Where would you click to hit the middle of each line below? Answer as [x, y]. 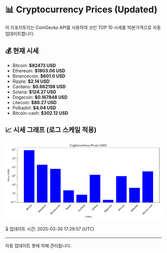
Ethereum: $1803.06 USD [39, 71]
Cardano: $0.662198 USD [39, 86]
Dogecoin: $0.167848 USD [40, 97]
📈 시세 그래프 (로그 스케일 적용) [51, 130]
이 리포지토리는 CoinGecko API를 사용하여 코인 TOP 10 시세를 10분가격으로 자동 [83, 27]
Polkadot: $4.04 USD [34, 108]
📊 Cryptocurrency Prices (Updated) [81, 10]
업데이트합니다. [20, 33]
